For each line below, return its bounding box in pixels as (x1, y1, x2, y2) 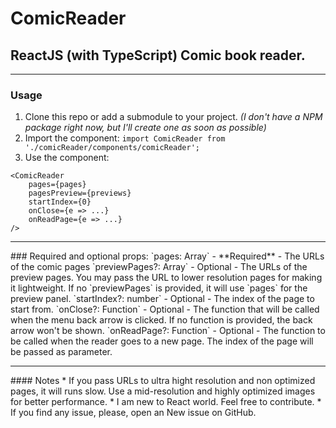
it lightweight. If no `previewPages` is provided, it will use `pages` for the (10, 282, 308, 294)
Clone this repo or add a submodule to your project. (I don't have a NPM (24, 111, 323, 123)
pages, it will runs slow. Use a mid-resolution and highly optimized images (10, 385, 316, 397)
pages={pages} (28, 180, 87, 190)
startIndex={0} (28, 197, 92, 207)
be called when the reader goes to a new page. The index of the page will (10, 335, 314, 347)
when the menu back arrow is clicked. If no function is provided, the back (10, 314, 313, 326)
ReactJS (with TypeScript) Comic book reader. (10, 47, 306, 64)
